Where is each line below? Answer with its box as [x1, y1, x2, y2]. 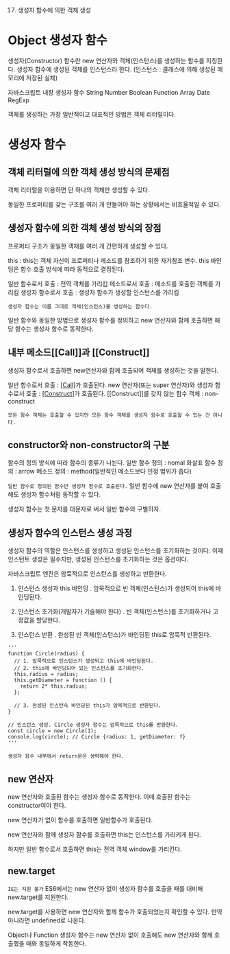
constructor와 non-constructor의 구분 [8, 439, 170, 451]
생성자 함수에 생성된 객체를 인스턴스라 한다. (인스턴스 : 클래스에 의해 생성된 [16, 65, 216, 73]
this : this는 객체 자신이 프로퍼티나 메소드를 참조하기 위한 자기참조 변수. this [8, 256, 209, 264]
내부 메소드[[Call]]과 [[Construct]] [8, 347, 150, 358]
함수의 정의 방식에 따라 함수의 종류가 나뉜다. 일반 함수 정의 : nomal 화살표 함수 [8, 458, 216, 467]
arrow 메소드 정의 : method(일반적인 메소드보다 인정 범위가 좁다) [18, 467, 192, 476]
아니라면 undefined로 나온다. [8, 916, 86, 924]
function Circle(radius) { [8, 651, 85, 658]
